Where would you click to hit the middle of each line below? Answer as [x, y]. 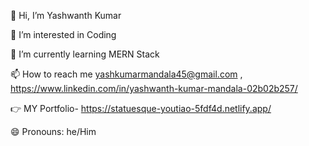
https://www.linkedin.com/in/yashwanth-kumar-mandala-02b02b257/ [154, 88]
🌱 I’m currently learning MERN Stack [85, 54]
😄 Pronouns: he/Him [53, 131]
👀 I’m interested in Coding [63, 34]
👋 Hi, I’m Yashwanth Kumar [66, 15]
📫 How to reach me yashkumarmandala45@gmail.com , [126, 74]
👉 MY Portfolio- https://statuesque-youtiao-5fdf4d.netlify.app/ [141, 108]
